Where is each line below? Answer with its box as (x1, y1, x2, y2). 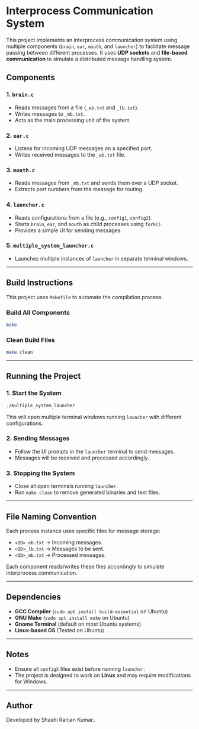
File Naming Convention (6, 512, 97, 522)
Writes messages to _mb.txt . (14, 110, 85, 117)
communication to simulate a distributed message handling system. (6, 55, 173, 62)
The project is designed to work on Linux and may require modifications (14, 671, 191, 679)
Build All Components (6, 308, 70, 316)
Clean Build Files (6, 335, 55, 344)
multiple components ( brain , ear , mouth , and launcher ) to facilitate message (6, 43, 191, 50)
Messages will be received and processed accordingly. (14, 454, 149, 461)
